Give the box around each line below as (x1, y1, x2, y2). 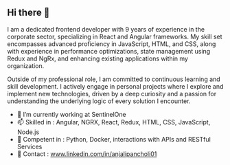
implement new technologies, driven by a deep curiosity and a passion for (7, 89, 217, 98)
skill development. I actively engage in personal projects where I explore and (7, 82, 224, 90)
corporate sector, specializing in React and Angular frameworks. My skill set (7, 32, 222, 41)
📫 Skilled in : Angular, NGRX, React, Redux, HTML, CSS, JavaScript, (16, 118, 211, 126)
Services (16, 142, 43, 151)
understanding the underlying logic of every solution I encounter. (7, 97, 191, 105)
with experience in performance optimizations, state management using (7, 47, 211, 55)
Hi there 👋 (7, 7, 50, 19)
